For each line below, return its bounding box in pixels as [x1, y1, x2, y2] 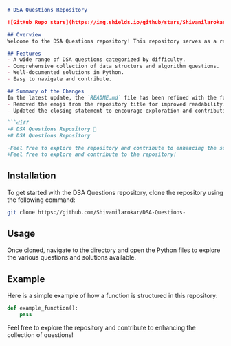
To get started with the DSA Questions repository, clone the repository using [7, 188, 223, 196]
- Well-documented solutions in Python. [7, 69, 125, 76]
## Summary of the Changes [7, 88, 85, 95]
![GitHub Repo [7, 19, 48, 25]
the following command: [7, 196, 76, 204]
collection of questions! [7, 330, 74, 339]
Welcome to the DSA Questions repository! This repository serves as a [7, 38, 217, 45]
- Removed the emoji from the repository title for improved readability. [7, 100, 226, 108]
